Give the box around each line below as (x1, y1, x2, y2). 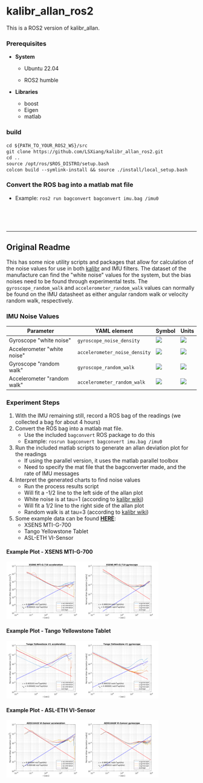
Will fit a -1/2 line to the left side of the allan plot (24, 489, 143, 497)
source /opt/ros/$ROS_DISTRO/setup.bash (6, 160, 110, 167)
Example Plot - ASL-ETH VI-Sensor (6, 706, 95, 713)
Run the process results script (24, 483, 99, 490)
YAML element (95, 327, 134, 335)
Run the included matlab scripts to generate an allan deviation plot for (14, 444, 188, 451)
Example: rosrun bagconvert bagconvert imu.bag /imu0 (24, 437, 163, 445)
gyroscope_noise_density (77, 338, 140, 344)
